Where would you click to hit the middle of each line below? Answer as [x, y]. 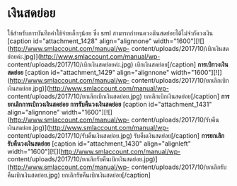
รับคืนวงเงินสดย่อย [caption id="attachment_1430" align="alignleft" [99, 144]
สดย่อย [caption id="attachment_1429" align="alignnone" [88, 72]
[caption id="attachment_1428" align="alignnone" [80, 41]
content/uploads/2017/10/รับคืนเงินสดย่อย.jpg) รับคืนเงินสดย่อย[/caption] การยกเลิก [116, 135]
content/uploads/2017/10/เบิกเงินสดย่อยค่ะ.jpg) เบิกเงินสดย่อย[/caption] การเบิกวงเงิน [118, 64]
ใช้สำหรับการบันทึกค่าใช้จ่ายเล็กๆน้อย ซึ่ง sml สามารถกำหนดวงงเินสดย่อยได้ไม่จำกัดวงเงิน [110, 33]
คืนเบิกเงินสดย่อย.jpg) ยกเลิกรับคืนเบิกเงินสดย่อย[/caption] [79, 175]
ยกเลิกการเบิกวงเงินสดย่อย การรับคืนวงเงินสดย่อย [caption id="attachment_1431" [110, 104]
